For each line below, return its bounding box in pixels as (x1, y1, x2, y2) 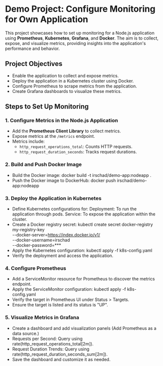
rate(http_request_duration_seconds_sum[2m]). (12, 351, 108, 357)
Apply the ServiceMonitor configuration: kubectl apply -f (12, 286, 126, 292)
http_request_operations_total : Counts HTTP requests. (19, 144, 133, 150)
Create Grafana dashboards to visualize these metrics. (12, 88, 122, 94)
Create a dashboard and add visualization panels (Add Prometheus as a (12, 325, 157, 331)
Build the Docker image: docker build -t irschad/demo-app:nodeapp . (12, 172, 151, 178)
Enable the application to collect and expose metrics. (12, 72, 119, 79)
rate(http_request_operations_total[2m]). (12, 341, 94, 346)
